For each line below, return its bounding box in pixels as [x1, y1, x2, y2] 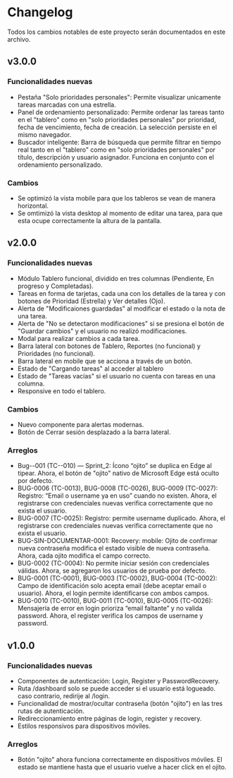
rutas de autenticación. [17, 707, 84, 715]
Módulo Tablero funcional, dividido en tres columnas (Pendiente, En [17, 274, 215, 282]
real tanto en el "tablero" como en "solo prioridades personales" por [17, 145, 216, 154]
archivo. [7, 35, 31, 43]
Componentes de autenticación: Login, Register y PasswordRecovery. [17, 676, 220, 685]
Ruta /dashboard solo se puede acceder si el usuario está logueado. [17, 684, 216, 693]
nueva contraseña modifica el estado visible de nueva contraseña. [17, 544, 210, 553]
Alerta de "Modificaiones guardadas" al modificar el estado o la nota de [17, 304, 226, 313]
